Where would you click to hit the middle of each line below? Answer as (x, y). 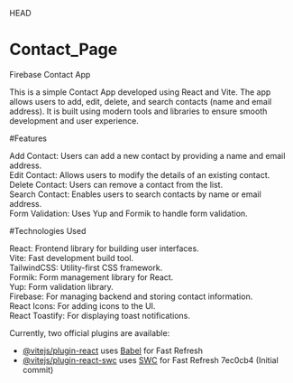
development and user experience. (74, 120)
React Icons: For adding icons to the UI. (82, 305)
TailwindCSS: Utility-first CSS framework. (86, 267)
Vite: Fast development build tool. (71, 257)
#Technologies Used (48, 230)
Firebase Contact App (50, 74)
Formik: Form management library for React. (92, 277)
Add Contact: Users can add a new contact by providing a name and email (147, 155)
